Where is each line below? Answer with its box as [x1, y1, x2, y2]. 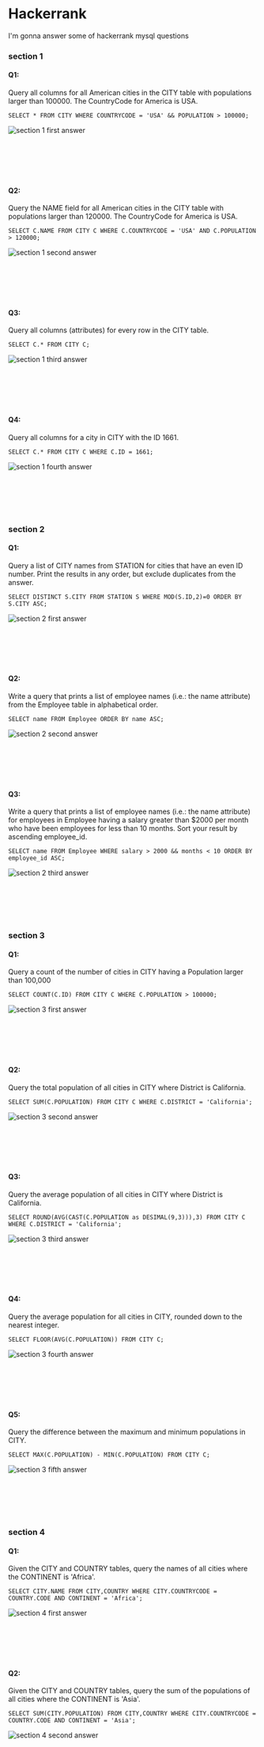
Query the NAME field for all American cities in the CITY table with [8, 203, 224, 213]
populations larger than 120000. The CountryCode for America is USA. [8, 211, 239, 222]
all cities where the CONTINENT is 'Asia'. [8, 1695, 141, 1704]
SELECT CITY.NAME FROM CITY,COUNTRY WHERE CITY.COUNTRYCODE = [8, 1588, 217, 1596]
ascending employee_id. [8, 832, 88, 841]
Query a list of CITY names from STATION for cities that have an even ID [8, 560, 243, 570]
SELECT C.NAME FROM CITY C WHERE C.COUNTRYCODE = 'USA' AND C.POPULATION [8, 227, 257, 235]
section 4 [8, 1527, 46, 1538]
